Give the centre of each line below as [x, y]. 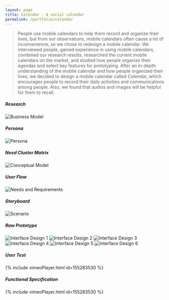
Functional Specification [32, 279]
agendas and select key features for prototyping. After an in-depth [87, 66]
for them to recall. [36, 93]
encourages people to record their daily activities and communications [91, 82]
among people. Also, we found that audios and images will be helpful [89, 87]
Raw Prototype [21, 225]
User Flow [16, 176]
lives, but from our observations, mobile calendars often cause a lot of [91, 39]
